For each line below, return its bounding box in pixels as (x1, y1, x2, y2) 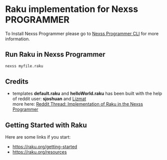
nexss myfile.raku (5, 63, 43, 68)
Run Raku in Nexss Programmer (5, 50, 106, 59)
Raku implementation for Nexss (5, 3, 139, 15)
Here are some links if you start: (5, 134, 71, 140)
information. (5, 36, 30, 42)
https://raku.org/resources (12, 149, 67, 155)
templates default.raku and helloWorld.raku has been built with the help (12, 91, 163, 97)
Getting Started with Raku (5, 121, 87, 129)
